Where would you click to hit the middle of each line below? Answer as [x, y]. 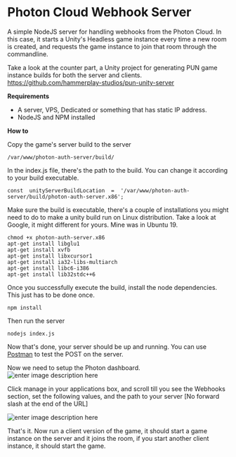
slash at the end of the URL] [48, 404]
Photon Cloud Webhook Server [99, 12]
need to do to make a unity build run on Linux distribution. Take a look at [112, 217]
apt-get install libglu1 [44, 244]
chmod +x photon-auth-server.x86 [56, 237]
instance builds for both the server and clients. [75, 75]
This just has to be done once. [51, 295]
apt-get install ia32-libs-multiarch [63, 262]
